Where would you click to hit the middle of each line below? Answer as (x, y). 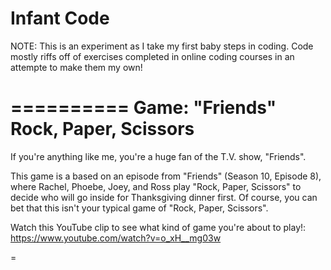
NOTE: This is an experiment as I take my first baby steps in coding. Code (162, 46)
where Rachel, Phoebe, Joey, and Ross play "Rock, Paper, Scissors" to (156, 186)
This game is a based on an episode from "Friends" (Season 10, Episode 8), (166, 176)
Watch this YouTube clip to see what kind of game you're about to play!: (158, 227)
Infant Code (60, 18)
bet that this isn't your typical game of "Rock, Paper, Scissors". (139, 208)
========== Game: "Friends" (143, 108)
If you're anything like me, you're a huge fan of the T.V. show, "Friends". (158, 156)
